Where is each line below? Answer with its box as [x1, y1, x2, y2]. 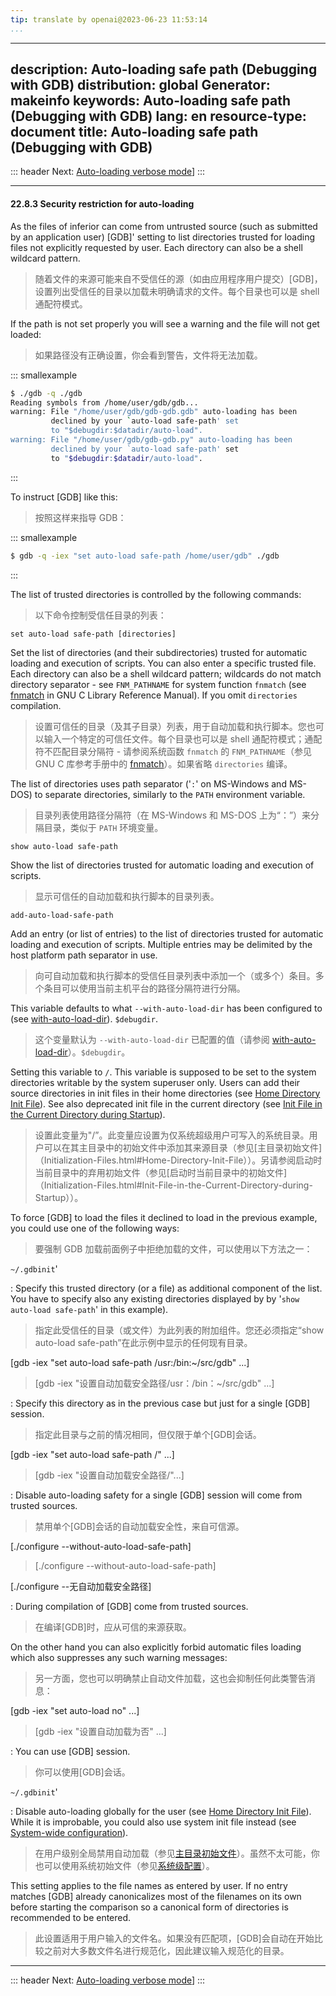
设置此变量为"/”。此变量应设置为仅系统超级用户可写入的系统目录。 [34, 1129, 310, 1141]
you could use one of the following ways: [10, 1222, 180, 1234]
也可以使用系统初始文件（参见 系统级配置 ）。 [34, 1859, 215, 1871]
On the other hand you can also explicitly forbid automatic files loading [10, 1641, 302, 1653]
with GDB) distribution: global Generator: [10, 77, 271, 94]
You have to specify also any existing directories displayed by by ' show [10, 1292, 300, 1305]
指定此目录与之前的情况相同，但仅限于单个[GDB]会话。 [34, 1428, 262, 1440]
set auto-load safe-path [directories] [10, 629, 177, 639]
